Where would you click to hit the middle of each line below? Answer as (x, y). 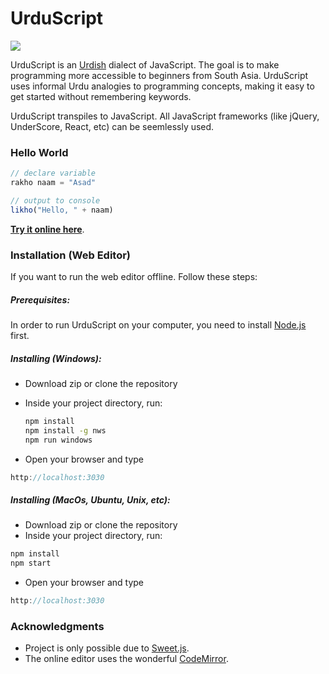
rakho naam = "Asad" (53, 183)
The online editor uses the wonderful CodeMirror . (126, 659)
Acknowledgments (57, 626)
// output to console (55, 200)
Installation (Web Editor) (71, 255)
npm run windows (58, 440)
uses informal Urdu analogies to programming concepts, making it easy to (162, 86)
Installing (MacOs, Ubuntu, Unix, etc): (90, 500)
